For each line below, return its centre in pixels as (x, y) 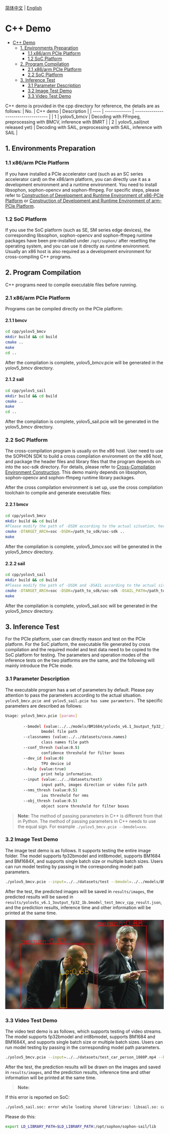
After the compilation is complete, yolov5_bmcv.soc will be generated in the (84, 547)
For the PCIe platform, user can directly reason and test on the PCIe (75, 639)
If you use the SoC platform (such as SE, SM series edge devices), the (78, 230)
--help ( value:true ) (45, 769)
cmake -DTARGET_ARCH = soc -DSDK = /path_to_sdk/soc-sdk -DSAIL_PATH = (76, 591)
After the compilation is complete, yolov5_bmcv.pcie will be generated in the (84, 362)
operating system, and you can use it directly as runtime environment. (78, 246)
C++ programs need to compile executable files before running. (71, 285)
